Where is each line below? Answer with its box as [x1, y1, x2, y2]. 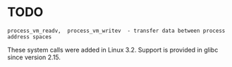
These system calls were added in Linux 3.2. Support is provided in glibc [7, 45, 219, 54]
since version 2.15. [7, 53, 61, 61]
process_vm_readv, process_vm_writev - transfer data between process [7, 27, 226, 34]
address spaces [7, 33, 52, 40]
